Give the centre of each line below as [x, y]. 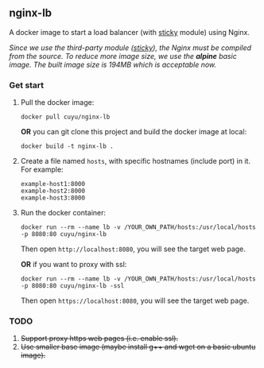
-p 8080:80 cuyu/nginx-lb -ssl [72, 286]
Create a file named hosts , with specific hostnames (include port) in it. [136, 161]
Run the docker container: [63, 213]
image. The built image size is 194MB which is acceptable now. [113, 64]
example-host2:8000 [53, 191]
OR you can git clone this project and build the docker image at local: [134, 132]
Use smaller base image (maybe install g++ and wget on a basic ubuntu [138, 347]
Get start [27, 85]
